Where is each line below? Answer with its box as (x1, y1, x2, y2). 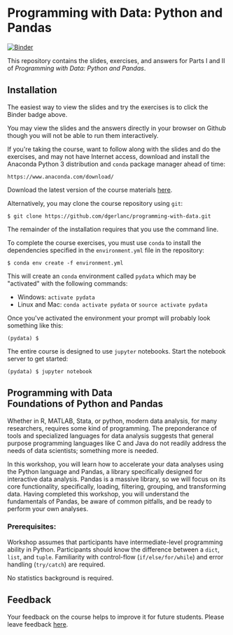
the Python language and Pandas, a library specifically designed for (7, 467, 203, 475)
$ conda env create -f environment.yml (7, 259, 124, 267)
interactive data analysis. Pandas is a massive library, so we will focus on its (7, 475, 226, 483)
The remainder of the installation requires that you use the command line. (7, 225, 219, 233)
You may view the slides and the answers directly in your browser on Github (7, 124, 226, 132)
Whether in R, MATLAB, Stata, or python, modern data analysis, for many (7, 417, 218, 425)
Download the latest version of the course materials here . (7, 186, 173, 194)
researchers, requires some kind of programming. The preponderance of (7, 424, 218, 432)
